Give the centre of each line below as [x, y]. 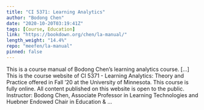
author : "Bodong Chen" [35, 18]
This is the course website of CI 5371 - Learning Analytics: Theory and [95, 75]
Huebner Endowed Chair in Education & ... [59, 101]
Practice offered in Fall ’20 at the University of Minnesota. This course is [97, 82]
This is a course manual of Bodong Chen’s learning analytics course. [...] [98, 69]
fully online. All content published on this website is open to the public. [96, 89]
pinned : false [25, 52]
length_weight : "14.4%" [37, 40]
